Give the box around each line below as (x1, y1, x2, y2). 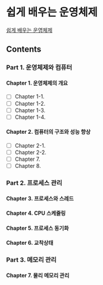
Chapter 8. (14, 163, 41, 170)
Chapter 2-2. (14, 148, 46, 156)
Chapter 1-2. (14, 100, 46, 107)
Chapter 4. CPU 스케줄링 (6, 209, 66, 217)
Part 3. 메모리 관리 (6, 256, 57, 264)
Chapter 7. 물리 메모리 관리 (6, 271, 70, 279)
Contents (6, 44, 42, 55)
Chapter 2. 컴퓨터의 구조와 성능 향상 (6, 128, 91, 136)
